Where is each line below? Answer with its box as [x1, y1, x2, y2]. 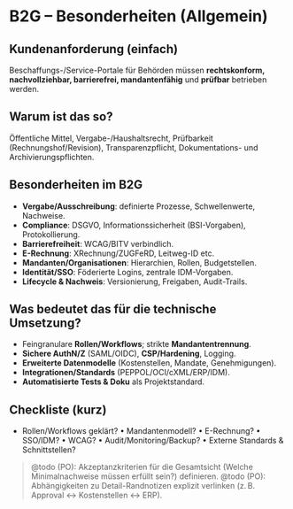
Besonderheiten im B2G [9, 177, 143, 192]
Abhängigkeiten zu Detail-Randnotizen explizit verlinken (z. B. [30, 481, 255, 491]
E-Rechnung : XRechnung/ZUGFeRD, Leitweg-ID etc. [21, 248, 215, 258]
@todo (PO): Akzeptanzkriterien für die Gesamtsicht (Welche [30, 462, 254, 473]
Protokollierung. [21, 228, 81, 240]
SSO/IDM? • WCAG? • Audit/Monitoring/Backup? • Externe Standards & [21, 436, 284, 446]
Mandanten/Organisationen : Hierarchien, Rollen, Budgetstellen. [21, 257, 257, 267]
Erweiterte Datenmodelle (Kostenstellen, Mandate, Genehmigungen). [21, 358, 277, 368]
